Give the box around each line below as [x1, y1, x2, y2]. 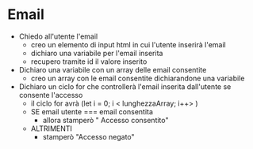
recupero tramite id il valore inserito [30, 57, 148, 66]
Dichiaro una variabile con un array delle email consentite [18, 65, 207, 74]
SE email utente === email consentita [30, 106, 154, 116]
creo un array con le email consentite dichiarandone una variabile [30, 73, 245, 83]
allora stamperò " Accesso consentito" [42, 115, 169, 125]
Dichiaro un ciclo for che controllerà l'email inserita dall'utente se [18, 81, 232, 91]
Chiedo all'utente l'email [18, 32, 98, 41]
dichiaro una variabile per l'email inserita [30, 48, 163, 58]
